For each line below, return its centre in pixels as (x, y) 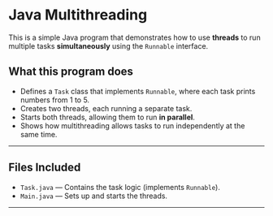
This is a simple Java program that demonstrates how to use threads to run (135, 37)
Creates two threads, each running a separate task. (106, 108)
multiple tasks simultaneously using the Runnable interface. (108, 45)
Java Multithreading (78, 15)
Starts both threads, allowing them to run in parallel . (107, 117)
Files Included (45, 168)
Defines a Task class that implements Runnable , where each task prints (138, 91)
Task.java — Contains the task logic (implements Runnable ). (120, 187)
